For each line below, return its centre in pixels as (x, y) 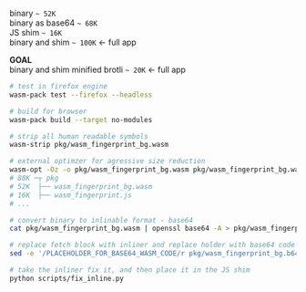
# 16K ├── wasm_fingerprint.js (71, 195)
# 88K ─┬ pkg (34, 178)
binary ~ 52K (33, 13)
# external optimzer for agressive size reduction (107, 162)
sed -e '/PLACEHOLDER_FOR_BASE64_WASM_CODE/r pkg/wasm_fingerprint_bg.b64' (156, 254)
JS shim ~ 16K (36, 32)
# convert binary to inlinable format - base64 (102, 220)
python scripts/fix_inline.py (67, 278)
